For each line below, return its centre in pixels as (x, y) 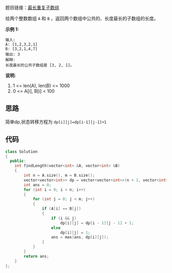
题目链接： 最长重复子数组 (32, 7)
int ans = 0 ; (38, 185)
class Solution (21, 152)
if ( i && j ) (64, 218)
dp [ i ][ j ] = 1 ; (75, 233)
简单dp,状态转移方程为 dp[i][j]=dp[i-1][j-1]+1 (56, 121)
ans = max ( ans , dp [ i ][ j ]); (80, 237)
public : (18, 161)
